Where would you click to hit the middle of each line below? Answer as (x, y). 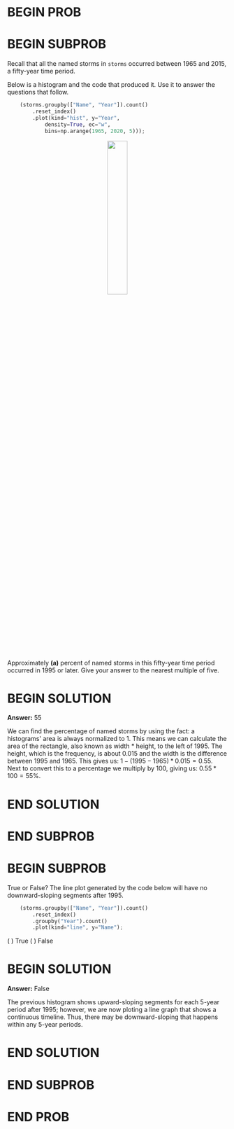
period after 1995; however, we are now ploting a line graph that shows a (112, 1010)
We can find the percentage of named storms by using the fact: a (101, 731)
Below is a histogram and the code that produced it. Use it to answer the (111, 85)
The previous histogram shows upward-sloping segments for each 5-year (114, 1002)
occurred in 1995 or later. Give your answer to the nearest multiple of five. (114, 670)
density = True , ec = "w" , (78, 124)
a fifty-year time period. (41, 71)
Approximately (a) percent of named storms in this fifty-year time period (111, 663)
